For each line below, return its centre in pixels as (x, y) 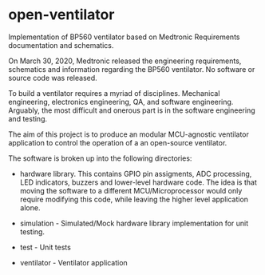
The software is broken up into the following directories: (100, 158)
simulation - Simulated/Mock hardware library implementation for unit (134, 223)
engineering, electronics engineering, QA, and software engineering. (121, 102)
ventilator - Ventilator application (73, 262)
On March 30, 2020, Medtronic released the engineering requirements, (125, 61)
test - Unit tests (45, 247)
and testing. (28, 118)
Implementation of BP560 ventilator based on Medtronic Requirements (124, 37)
